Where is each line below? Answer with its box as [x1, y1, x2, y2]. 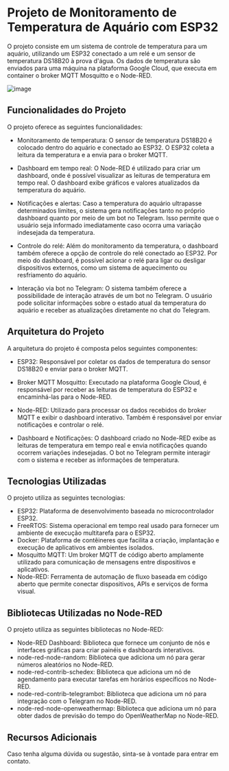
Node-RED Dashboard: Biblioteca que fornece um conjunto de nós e [16, 638, 210, 647]
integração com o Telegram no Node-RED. [16, 697, 137, 705]
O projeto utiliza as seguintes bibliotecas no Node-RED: [7, 625, 164, 634]
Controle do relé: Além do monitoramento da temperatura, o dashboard [16, 242, 218, 250]
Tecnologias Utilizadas [7, 475, 107, 487]
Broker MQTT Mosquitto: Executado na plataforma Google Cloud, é [16, 378, 207, 386]
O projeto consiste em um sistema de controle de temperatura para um [7, 42, 208, 50]
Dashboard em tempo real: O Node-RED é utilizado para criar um [16, 163, 201, 172]
